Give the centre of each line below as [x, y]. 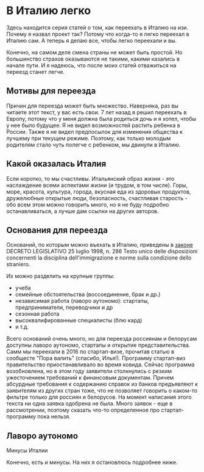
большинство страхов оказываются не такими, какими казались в [93, 59]
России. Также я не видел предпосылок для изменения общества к [95, 131]
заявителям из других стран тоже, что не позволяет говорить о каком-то [102, 391]
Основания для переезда [57, 230]
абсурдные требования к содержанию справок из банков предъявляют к [102, 384]
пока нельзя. [54, 416]
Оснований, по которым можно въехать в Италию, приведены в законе [100, 245]
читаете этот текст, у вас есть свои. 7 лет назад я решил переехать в [97, 112]
